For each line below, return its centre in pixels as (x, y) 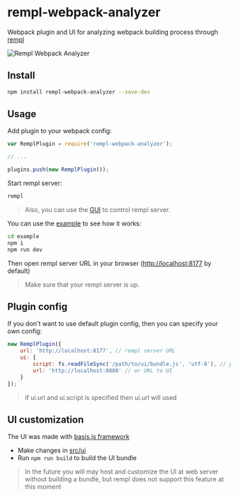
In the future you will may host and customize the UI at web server (121, 471)
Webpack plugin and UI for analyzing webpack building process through (113, 32)
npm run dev (25, 250)
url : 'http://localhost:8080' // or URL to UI (103, 370)
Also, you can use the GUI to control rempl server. (97, 209)
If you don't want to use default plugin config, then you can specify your (113, 324)
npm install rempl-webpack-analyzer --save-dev (79, 92)
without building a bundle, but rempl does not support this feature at (124, 479)
